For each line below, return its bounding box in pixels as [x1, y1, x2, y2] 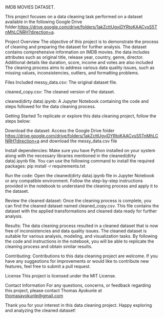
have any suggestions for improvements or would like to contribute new [5, 258, 149, 264]
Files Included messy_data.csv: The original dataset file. [5, 79, 118, 85]
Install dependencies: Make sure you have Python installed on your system [5, 148, 156, 153]
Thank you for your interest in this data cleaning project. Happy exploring [5, 302, 152, 308]
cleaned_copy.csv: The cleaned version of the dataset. [5, 89, 116, 94]
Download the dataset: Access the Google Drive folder [5, 128, 115, 134]
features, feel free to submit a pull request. [5, 264, 91, 269]
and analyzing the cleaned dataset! [5, 308, 76, 313]
